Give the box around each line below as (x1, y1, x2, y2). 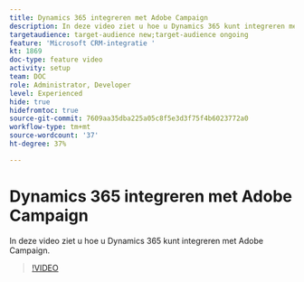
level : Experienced (9, 89, 83, 98)
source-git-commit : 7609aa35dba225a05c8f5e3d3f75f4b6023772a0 (9, 114, 249, 123)
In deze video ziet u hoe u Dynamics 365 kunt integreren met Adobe (9, 235, 264, 246)
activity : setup (9, 64, 71, 73)
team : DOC (9, 72, 47, 81)
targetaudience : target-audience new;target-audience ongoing (9, 30, 249, 39)
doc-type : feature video (9, 55, 103, 64)
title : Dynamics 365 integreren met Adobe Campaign (9, 13, 208, 23)
